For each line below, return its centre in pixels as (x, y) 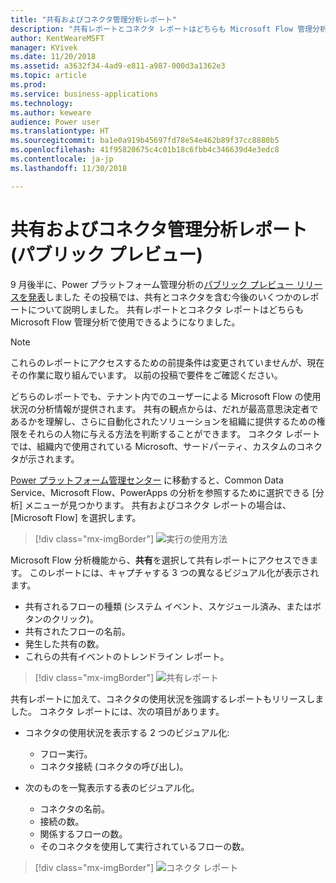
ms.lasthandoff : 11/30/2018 (69, 168)
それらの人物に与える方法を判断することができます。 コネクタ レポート (174, 433)
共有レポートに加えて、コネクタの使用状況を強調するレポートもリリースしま (167, 698)
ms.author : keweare (51, 112)
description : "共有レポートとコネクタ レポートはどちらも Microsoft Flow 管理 (161, 29)
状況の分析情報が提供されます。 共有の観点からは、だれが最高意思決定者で (164, 408)
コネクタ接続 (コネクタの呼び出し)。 (114, 766)
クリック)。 (75, 618)
